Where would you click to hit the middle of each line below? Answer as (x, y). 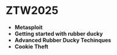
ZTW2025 (32, 11)
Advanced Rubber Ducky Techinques (63, 40)
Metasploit (29, 27)
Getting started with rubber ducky (58, 33)
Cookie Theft (31, 47)
